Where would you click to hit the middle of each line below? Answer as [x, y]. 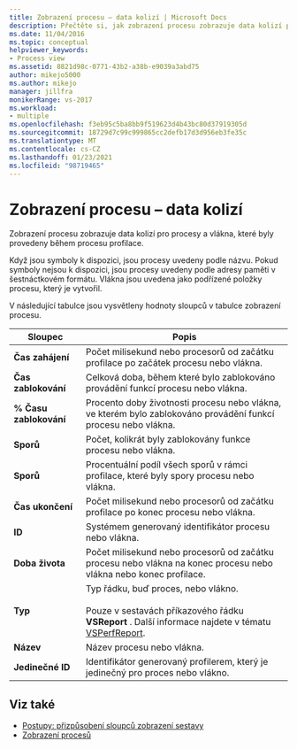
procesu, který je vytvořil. [56, 289]
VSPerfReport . [115, 633]
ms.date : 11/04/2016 [47, 34]
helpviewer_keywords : [49, 50]
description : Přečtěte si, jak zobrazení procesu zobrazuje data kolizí [146, 26]
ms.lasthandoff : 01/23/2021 [61, 157]
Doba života [40, 563]
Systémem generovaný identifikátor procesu [178, 527]
